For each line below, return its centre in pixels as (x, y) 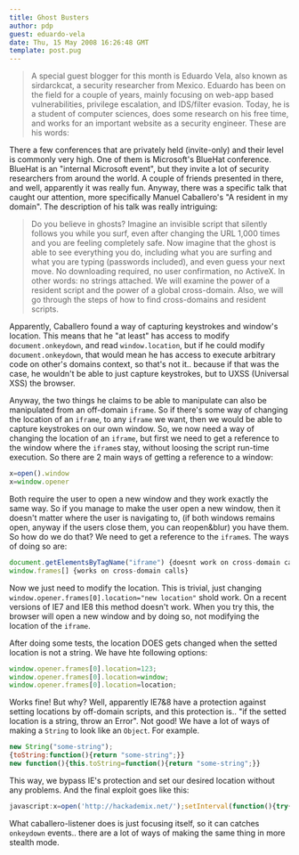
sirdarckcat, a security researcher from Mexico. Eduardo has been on (158, 85)
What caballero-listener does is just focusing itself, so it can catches (134, 823)
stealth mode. (34, 842)
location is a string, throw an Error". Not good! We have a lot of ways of (139, 721)
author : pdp (31, 26)
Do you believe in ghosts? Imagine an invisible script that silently (149, 224)
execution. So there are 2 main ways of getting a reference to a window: (141, 457)
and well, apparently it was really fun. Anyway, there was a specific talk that (148, 188)
